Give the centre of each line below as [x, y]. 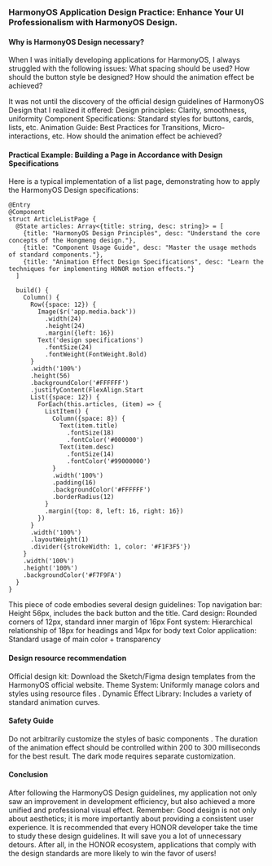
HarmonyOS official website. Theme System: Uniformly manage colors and [134, 684]
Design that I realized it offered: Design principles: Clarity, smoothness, [127, 110]
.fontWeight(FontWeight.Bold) [96, 355]
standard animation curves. [54, 702]
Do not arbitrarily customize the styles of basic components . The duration [133, 738]
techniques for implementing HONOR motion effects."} [102, 269]
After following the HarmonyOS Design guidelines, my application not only [133, 793]
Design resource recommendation [68, 658]
